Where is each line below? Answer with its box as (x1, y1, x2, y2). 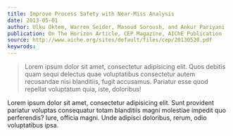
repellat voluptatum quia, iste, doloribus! (24, 85, 141, 93)
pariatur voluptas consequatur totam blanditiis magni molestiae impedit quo (7, 106, 227, 114)
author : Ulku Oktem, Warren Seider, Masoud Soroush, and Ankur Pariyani (7, 23, 225, 30)
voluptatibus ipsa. (7, 121, 59, 129)
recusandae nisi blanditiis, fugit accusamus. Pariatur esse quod (24, 78, 209, 85)
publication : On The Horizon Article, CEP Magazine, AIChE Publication (7, 30, 222, 37)
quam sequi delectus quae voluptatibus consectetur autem (24, 70, 196, 78)
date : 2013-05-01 (7, 17, 58, 24)
